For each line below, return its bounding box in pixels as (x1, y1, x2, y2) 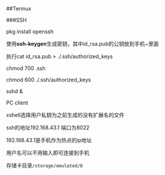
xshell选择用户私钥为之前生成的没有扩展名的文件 (6, 112, 125, 118)
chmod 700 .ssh (6, 65, 46, 72)
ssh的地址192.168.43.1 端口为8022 (6, 124, 90, 131)
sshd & (6, 88, 23, 94)
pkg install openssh (6, 28, 54, 35)
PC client (6, 99, 28, 106)
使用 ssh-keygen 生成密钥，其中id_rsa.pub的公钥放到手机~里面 (6, 40, 159, 47)
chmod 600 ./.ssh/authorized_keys (6, 77, 91, 83)
